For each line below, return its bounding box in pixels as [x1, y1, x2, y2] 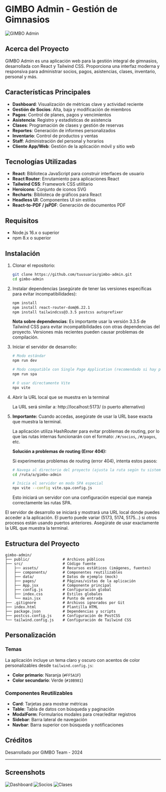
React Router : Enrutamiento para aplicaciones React [12, 176, 120, 182]
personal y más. [5, 73, 38, 80]
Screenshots [5, 768, 45, 777]
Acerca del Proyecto [5, 45, 69, 53]
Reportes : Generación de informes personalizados [12, 127, 116, 133]
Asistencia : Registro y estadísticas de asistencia [12, 117, 112, 123]
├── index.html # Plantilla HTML [5, 604, 98, 609]
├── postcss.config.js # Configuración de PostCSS [5, 613, 121, 618]
